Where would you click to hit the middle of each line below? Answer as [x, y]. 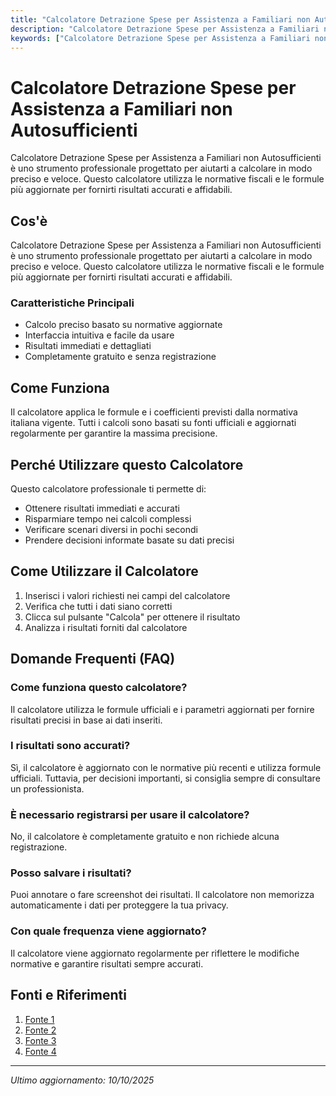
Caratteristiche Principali [72, 303]
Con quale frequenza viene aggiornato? [108, 931]
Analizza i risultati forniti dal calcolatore [106, 627]
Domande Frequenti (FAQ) [93, 659]
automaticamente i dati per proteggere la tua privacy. [119, 905]
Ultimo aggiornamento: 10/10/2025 [82, 1080]
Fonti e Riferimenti [68, 995]
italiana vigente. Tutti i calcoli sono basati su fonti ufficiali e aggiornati [153, 423]
